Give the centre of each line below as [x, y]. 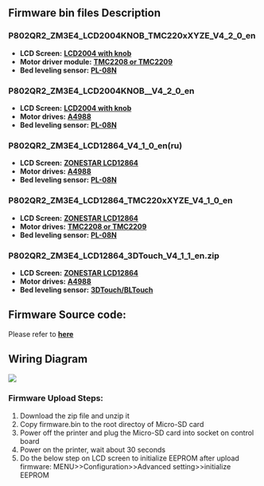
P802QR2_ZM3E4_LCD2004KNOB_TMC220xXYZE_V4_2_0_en [132, 36]
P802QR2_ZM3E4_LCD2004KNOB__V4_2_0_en [101, 91]
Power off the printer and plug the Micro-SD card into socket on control [137, 433]
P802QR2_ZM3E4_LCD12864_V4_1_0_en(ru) [95, 145]
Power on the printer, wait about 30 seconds [92, 449]
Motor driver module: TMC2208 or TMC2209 [96, 61]
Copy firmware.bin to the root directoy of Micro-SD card [112, 424]
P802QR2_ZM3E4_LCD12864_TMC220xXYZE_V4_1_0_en [120, 201]
